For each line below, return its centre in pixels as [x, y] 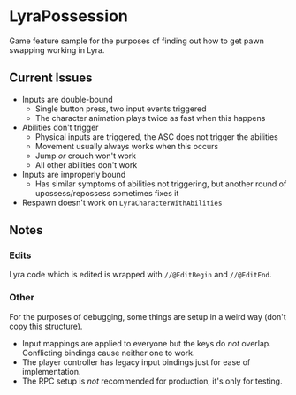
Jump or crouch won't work [86, 156]
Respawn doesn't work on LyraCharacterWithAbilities [122, 202]
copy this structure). [46, 326]
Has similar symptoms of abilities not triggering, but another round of [161, 184]
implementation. [51, 371]
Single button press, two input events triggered [121, 109]
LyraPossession [68, 16]
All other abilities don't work [86, 164]
